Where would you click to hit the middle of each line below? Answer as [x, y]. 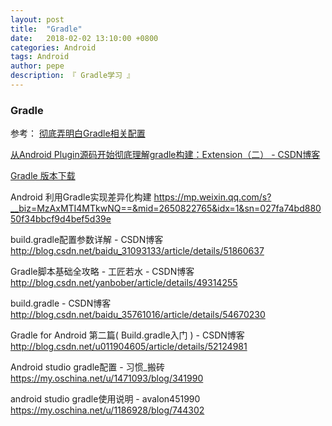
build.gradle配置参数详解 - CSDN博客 [87, 240]
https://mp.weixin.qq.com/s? [212, 197]
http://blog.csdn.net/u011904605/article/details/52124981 [129, 347]
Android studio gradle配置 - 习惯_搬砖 [87, 367]
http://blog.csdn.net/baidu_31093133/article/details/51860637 [137, 251]
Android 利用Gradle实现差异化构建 [81, 197]
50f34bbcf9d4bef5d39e [61, 219]
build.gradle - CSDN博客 [61, 303]
